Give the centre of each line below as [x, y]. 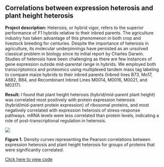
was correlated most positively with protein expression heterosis [70, 100]
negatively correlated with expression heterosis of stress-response [73, 110]
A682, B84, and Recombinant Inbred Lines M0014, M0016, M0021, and [76, 80]
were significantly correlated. [35, 150]
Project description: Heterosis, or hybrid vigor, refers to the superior [74, 28]
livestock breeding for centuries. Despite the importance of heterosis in [77, 43]
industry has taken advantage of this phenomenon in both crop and [73, 38]
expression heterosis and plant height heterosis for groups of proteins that [80, 144]
